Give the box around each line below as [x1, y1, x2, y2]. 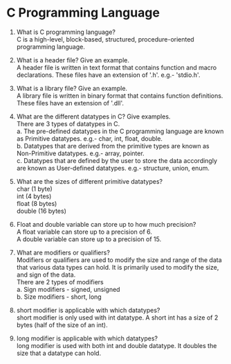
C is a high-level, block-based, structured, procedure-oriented [16, 35, 194, 43]
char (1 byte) [16, 184, 53, 193]
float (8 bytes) [16, 199, 57, 207]
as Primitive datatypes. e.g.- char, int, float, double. [16, 134, 163, 143]
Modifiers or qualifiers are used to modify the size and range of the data [16, 255, 222, 264]
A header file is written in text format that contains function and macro [16, 63, 217, 71]
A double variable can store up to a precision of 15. [16, 234, 162, 243]
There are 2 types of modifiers [16, 277, 104, 286]
